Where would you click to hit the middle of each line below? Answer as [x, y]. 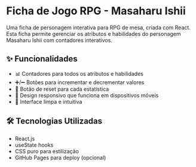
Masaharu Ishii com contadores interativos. [59, 40]
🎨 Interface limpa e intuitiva [48, 101]
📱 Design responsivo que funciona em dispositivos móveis [87, 95]
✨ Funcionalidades [42, 59]
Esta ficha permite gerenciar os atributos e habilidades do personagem [94, 33]
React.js [25, 138]
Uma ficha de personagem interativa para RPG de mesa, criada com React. [99, 27]
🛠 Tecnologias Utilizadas [54, 121]
